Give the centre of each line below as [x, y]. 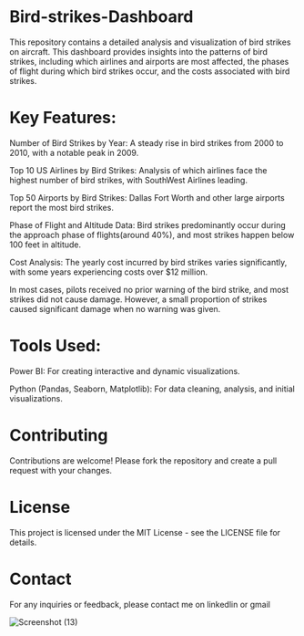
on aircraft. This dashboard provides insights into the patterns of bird [139, 51]
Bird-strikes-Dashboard [101, 17]
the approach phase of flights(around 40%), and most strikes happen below [152, 235]
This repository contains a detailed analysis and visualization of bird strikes [150, 42]
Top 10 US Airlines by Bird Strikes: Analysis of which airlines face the [138, 170]
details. [23, 542]
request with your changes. [61, 470]
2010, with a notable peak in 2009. [74, 152]
